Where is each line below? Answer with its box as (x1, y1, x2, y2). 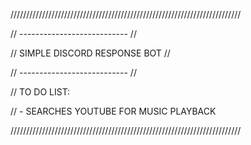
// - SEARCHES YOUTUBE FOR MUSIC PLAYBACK (10, 105, 217, 117)
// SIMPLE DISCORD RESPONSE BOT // (10, 47, 171, 59)
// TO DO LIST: (10, 86, 71, 98)
